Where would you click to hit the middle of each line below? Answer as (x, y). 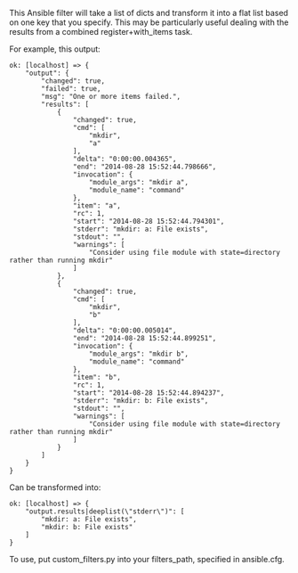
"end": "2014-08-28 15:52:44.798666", (145, 167)
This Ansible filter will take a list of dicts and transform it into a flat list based (149, 13)
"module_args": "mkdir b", (139, 354)
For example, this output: (55, 49)
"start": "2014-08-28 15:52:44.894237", (149, 393)
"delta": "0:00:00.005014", (125, 331)
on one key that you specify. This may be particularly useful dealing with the (149, 22)
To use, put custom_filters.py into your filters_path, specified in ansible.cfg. (147, 559)
